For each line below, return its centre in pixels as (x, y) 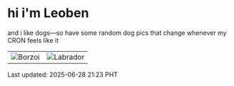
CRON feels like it (33, 40)
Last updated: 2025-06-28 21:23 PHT (63, 74)
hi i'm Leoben (48, 13)
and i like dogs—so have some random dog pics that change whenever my (117, 33)
